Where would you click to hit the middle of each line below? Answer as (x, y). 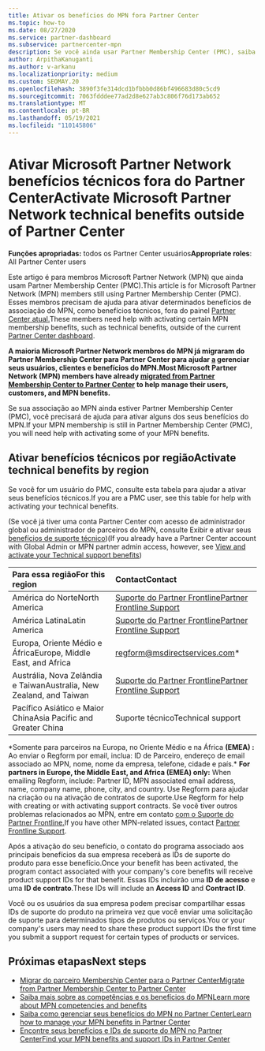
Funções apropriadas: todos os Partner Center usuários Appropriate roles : (130, 253)
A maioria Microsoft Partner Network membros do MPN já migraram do (127, 351)
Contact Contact (146, 579)
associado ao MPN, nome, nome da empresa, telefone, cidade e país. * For (129, 764)
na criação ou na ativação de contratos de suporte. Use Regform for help (126, 797)
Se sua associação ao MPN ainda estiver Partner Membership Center (121, 408)
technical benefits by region (79, 470)
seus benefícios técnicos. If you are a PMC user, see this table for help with (130, 498)
